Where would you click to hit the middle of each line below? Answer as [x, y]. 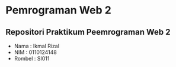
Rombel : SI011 [32, 58]
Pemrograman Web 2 [59, 10]
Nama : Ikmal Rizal [37, 46]
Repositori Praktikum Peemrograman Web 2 [88, 32]
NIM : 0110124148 [35, 52]
